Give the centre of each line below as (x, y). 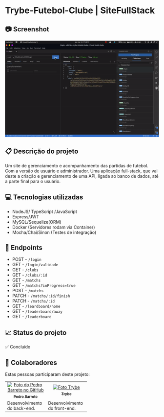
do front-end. (62, 408)
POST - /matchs (28, 291)
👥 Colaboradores (31, 362)
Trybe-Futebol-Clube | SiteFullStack (80, 11)
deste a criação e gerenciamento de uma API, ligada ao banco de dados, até (82, 176)
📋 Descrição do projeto (42, 151)
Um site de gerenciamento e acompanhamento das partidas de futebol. (77, 165)
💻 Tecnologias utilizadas (44, 197)
